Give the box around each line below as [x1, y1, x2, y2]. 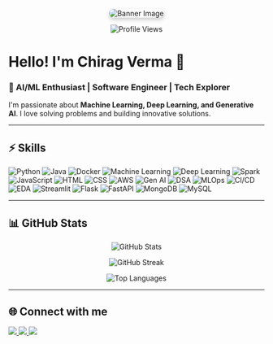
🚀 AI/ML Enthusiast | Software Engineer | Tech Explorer [8, 82, 230, 94]
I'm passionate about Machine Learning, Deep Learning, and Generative [8, 100, 254, 110]
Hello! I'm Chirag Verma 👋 [8, 53, 185, 72]
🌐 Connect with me [8, 304, 108, 318]
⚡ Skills [8, 141, 46, 155]
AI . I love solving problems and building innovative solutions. [8, 109, 211, 119]
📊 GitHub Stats [8, 216, 88, 230]
